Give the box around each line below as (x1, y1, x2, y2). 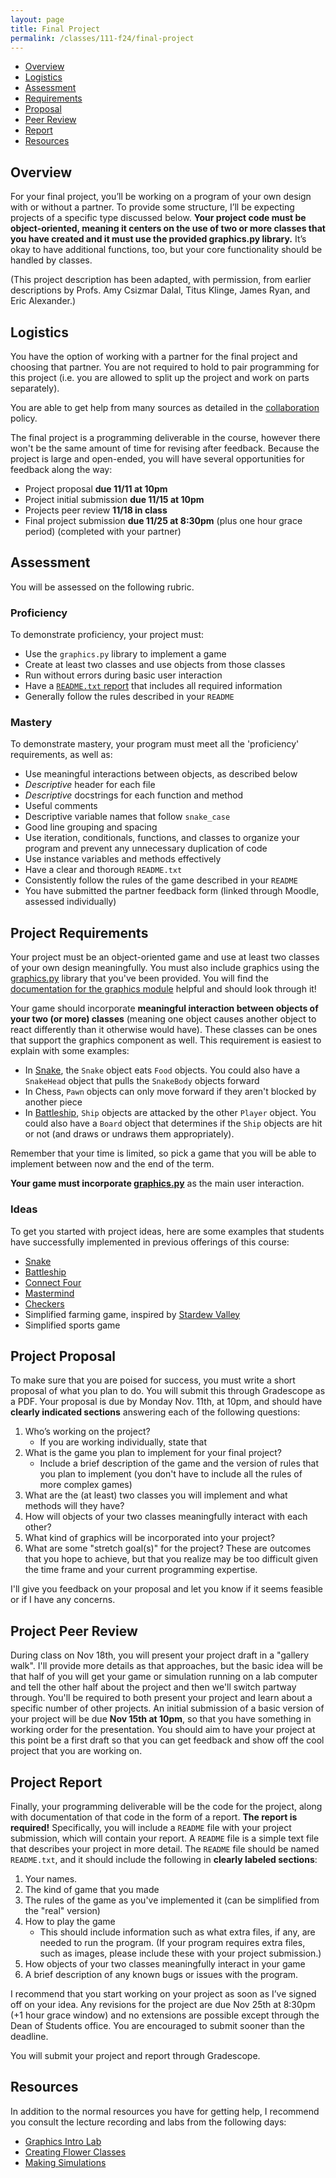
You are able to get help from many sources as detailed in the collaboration (10, 402, 320, 413)
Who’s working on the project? (24, 1426, 151, 1438)
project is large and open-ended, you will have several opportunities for (10, 453, 305, 465)
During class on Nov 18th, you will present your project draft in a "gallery (10, 1649, 310, 1661)
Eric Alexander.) (10, 295, 77, 307)
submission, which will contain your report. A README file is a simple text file (10, 1832, 320, 1844)
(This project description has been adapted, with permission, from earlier (10, 274, 312, 286)
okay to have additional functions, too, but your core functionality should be (10, 244, 323, 256)
